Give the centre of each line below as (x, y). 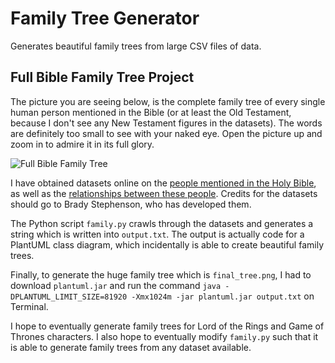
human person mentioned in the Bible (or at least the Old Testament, (151, 112)
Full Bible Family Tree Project (102, 77)
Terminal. (29, 306)
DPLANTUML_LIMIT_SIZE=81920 (69, 297)
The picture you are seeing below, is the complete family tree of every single (168, 101)
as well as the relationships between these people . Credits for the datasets (164, 193)
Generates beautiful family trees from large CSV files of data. (136, 46)
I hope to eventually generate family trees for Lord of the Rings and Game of (167, 326)
